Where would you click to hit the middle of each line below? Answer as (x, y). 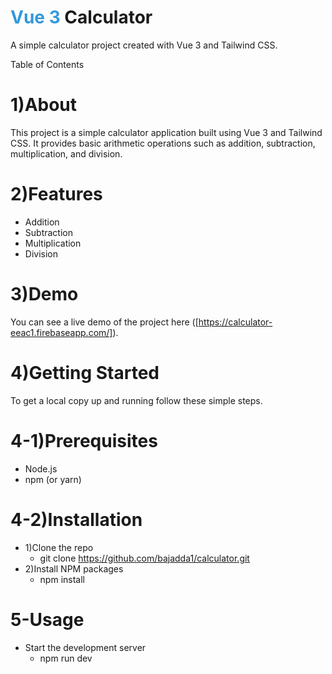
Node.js (41, 468)
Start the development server (85, 647)
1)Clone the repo (59, 547)
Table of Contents (47, 64)
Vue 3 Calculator (81, 17)
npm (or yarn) (53, 479)
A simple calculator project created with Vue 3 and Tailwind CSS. (144, 45)
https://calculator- (235, 322)
